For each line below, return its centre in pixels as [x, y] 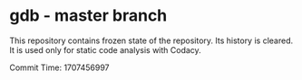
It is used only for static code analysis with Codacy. [105, 49]
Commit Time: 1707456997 [59, 67]
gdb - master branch [88, 16]
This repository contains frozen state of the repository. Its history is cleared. [151, 40]
